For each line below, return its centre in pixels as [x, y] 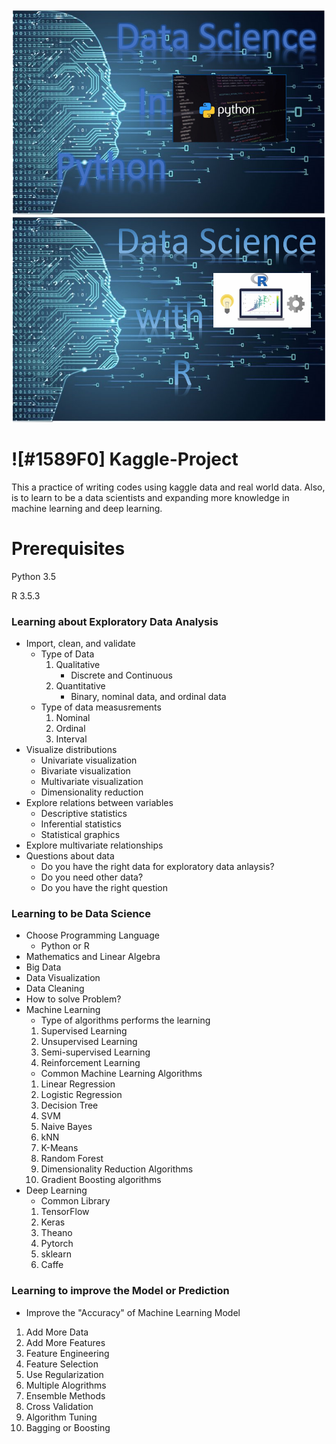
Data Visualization [63, 978]
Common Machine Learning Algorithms [121, 1074]
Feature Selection [62, 1364]
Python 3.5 [33, 576]
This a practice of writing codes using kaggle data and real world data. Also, [168, 487]
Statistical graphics [80, 835]
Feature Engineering [67, 1353]
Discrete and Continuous [121, 675]
